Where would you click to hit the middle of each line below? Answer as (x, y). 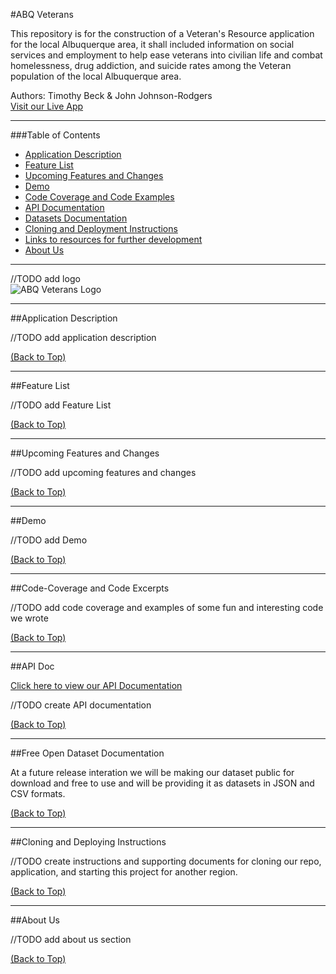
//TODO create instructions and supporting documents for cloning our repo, (166, 861)
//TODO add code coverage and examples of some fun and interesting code (167, 607)
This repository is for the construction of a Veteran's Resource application (162, 33)
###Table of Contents (55, 135)
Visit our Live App (47, 106)
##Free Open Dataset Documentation (87, 753)
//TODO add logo (45, 278)
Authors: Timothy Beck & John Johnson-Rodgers (111, 95)
